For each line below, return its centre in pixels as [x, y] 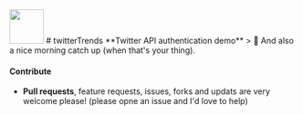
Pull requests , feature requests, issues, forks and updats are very [146, 91]
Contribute [31, 71]
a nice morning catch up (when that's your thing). [103, 50]
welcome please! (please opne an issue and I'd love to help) [135, 101]
